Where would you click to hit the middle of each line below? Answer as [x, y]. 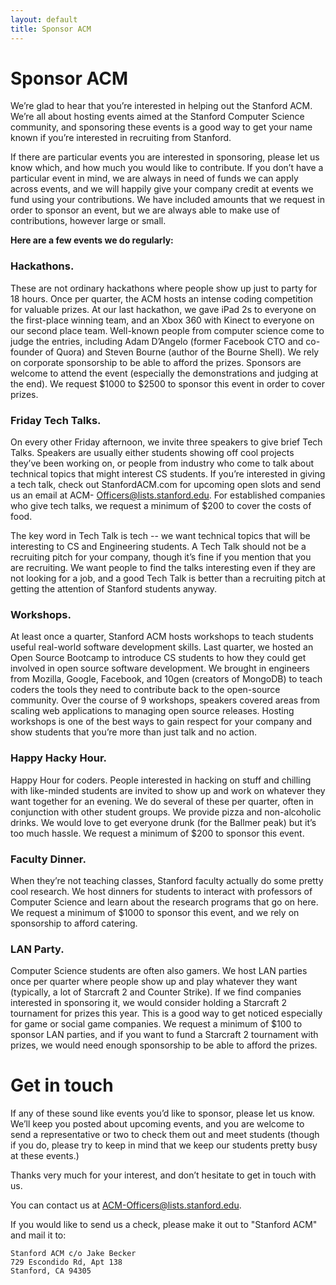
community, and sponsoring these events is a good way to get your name [161, 127]
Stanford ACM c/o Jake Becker [73, 1254]
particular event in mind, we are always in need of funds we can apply [154, 178]
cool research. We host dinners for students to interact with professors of [161, 891]
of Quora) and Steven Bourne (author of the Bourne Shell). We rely [182, 352]
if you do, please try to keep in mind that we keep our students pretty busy [164, 1145]
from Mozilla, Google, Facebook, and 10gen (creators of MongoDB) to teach [166, 679]
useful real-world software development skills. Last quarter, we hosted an [162, 647]
